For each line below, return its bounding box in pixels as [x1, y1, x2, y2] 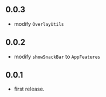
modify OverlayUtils [13, 20, 64, 27]
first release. [13, 85, 45, 93]
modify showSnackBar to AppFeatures [13, 53, 101, 60]
